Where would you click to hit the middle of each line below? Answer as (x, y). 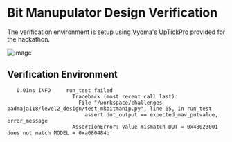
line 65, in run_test (181, 109)
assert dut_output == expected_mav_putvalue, (151, 115)
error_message (28, 121)
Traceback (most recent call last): (125, 96)
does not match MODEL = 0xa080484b (59, 133)
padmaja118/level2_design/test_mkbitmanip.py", (77, 109)
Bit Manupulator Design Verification (113, 13)
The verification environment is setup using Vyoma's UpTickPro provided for (116, 32)
